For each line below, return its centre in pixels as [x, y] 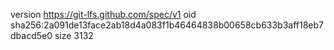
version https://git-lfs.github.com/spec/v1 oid [103, 14]
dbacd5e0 [31, 35]
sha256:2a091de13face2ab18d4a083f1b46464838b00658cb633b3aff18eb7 [167, 25]
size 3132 [74, 35]
